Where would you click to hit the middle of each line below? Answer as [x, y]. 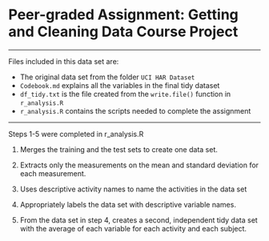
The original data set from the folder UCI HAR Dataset [107, 77]
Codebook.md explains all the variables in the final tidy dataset [120, 85]
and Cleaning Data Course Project [123, 32]
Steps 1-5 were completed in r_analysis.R [76, 134]
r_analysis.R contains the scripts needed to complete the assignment [135, 110]
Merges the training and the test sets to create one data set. [118, 149]
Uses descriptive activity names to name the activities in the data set [133, 189]
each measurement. [53, 173]
